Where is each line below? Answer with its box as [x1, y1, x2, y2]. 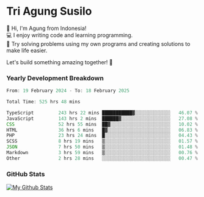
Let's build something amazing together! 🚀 [6, 58, 113, 65]
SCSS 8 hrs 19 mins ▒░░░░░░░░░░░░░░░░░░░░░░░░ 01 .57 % [6, 138, 199, 144]
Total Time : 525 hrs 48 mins [6, 99, 81, 105]
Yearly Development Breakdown [6, 73, 104, 82]
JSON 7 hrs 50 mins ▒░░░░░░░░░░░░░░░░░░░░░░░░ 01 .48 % [6, 144, 199, 151]
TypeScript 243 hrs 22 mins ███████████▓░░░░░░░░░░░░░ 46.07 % [6, 110, 199, 116]
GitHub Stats [6, 169, 45, 178]
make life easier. [6, 46, 48, 54]
